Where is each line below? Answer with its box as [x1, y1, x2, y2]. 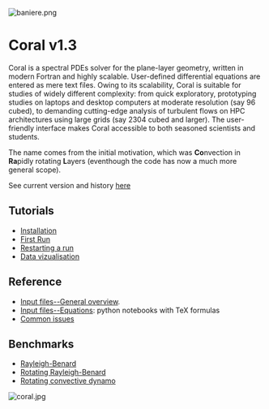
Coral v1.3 [8, 37, 78, 54]
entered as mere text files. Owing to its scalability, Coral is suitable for [8, 80, 241, 89]
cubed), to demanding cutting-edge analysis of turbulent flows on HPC [8, 105, 246, 115]
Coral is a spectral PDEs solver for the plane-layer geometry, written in [8, 62, 244, 72]
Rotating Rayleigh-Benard [19, 368, 107, 377]
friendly [8, 123, 35, 133]
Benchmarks [8, 337, 75, 351]
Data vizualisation [19, 252, 80, 261]
